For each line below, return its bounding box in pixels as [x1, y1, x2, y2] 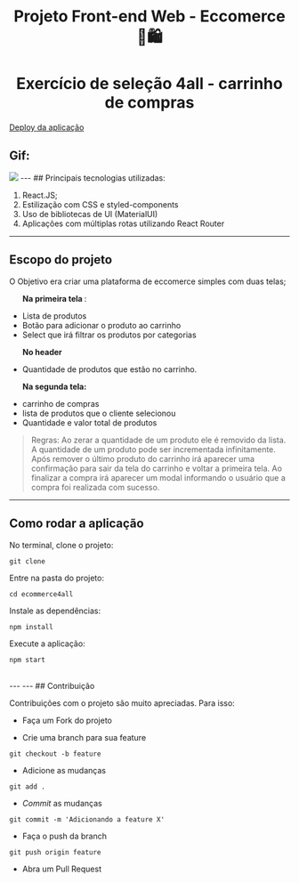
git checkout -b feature [9, 749, 101, 758]
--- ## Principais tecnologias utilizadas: [20, 172, 166, 183]
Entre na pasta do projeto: [9, 572, 105, 583]
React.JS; [21, 190, 58, 200]
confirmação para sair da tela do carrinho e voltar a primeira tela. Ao [30, 463, 283, 474]
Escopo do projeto [9, 252, 113, 268]
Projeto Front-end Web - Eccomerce [12, 6, 287, 27]
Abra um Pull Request [21, 863, 102, 874]
